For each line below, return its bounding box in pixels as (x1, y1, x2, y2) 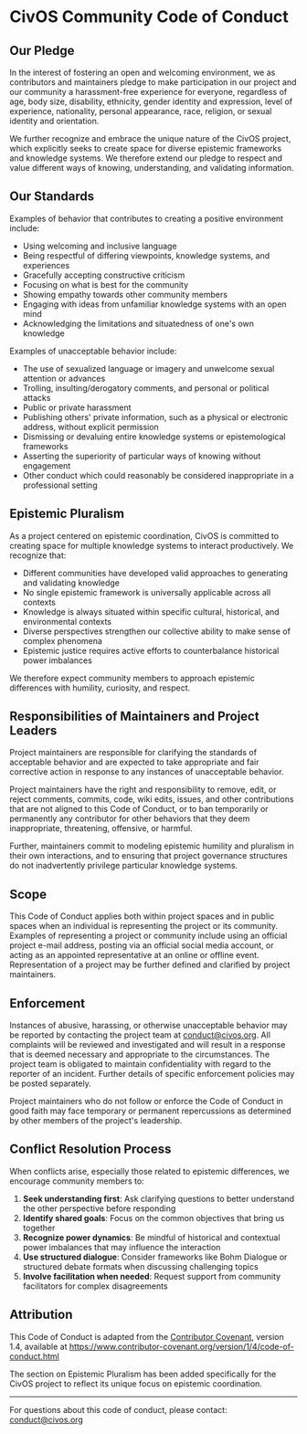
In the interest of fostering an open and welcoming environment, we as (9, 67, 276, 78)
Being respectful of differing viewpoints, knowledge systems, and (22, 249, 270, 261)
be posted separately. (9, 1078, 91, 1089)
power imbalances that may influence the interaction (22, 1241, 221, 1252)
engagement (22, 459, 71, 471)
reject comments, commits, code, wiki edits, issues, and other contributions (9, 794, 294, 805)
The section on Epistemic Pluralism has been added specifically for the (9, 1368, 277, 1379)
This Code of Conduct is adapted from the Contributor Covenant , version (9, 1331, 285, 1342)
